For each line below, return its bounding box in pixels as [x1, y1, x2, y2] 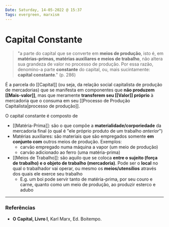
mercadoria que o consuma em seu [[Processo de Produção [5, 98, 130, 104]
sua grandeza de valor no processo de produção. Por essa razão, [17, 61, 153, 67]
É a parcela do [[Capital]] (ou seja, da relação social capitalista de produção [5, 82, 162, 88]
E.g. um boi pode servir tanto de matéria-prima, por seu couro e [20, 176, 153, 182]
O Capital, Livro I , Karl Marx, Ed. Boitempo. [12, 215, 102, 222]
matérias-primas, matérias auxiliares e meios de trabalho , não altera [17, 56, 163, 62]
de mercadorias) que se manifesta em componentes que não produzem [5, 87, 155, 93]
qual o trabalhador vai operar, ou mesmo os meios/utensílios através [12, 165, 157, 172]
